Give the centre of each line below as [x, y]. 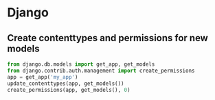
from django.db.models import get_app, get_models [81, 64]
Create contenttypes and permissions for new [107, 38]
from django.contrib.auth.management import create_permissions [101, 71]
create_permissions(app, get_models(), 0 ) [69, 90]
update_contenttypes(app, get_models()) [66, 84]
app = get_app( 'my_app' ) [43, 77]
